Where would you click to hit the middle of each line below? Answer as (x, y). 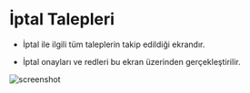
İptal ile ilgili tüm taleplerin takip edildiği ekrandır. (114, 44)
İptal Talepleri (62, 19)
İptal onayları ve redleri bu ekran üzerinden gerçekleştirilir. (131, 61)
